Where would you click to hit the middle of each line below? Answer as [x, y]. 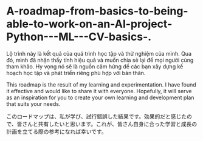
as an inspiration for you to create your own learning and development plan [100, 97]
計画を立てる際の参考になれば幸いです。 [57, 131]
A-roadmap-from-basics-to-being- [97, 11]
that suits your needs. [33, 103]
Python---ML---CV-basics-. [79, 37]
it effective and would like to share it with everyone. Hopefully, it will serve [99, 91]
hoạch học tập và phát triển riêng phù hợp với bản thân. [76, 73]
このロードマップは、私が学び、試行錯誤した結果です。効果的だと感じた [97, 116]
